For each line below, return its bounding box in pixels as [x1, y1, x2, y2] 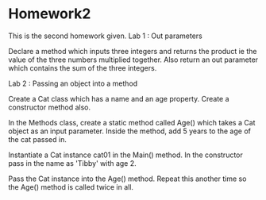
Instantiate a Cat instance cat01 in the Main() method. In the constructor [8, 150, 244, 160]
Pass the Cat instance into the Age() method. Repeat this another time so [8, 174, 247, 183]
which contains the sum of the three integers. [8, 63, 157, 72]
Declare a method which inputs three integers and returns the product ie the [8, 46, 257, 56]
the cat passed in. [8, 134, 67, 144]
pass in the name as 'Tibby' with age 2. [8, 158, 137, 167]
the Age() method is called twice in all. [8, 182, 133, 191]
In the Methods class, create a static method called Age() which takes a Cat [8, 117, 256, 127]
